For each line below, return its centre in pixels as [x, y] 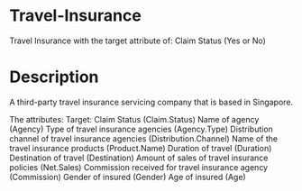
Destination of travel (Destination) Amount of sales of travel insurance [139, 158]
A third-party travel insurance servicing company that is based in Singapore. [151, 102]
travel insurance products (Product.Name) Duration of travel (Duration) [141, 148]
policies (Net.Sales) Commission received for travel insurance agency [139, 167]
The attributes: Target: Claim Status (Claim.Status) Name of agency [134, 119]
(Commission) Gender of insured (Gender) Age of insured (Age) [128, 177]
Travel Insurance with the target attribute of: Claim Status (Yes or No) [137, 41]
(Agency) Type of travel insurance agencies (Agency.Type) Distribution [141, 129]
